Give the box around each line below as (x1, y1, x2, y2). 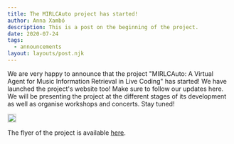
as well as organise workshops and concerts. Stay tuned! (7, 99, 175, 108)
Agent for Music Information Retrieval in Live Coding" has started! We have (7, 77, 228, 85)
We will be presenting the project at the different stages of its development (7, 92, 227, 100)
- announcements (14, 43, 62, 50)
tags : (7, 37, 23, 44)
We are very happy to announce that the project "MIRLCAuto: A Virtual (7, 69, 213, 78)
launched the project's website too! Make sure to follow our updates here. (7, 84, 224, 93)
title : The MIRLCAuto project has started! (7, 10, 139, 18)
